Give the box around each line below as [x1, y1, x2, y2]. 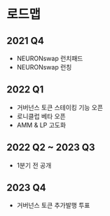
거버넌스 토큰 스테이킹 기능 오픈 [16, 103, 103, 112]
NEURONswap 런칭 [16, 63, 72, 71]
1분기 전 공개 [16, 161, 52, 169]
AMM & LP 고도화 [16, 121, 67, 129]
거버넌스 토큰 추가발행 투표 [16, 201, 90, 210]
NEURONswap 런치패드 [16, 54, 83, 62]
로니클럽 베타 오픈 [16, 112, 66, 120]
